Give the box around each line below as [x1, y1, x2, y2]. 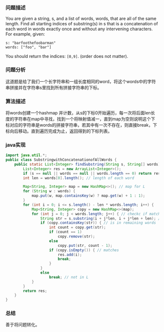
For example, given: [5, 31, 45, 37]
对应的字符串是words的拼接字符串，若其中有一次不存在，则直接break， [9, 122, 153, 128]
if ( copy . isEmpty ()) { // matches [49, 247, 119, 253]
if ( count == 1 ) [49, 230, 82, 235]
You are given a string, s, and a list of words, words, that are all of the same [5, 16, 157, 21]
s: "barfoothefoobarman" [5, 40, 56, 46]
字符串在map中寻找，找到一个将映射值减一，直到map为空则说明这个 [14, 116, 151, 122]
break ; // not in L [49, 275, 89, 279]
